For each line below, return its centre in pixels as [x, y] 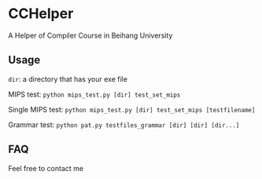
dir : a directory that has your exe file [68, 79]
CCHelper [41, 14]
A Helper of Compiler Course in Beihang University [90, 35]
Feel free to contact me [46, 168]
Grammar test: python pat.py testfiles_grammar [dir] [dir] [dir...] [124, 124]
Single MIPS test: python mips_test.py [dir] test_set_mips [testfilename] [132, 109]
